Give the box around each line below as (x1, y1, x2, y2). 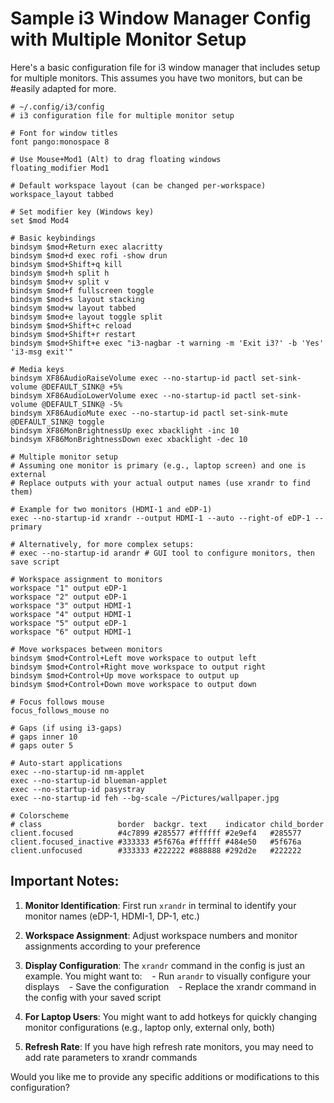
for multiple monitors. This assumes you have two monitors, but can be (10, 72, 303, 84)
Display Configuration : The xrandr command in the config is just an (24, 959, 305, 971)
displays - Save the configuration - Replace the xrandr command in (24, 980, 317, 992)
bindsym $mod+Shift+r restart (10, 329, 137, 339)
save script (10, 557, 60, 567)
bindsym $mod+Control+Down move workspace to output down (10, 679, 257, 689)
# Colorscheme (10, 810, 70, 821)
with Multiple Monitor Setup (10, 28, 247, 51)
